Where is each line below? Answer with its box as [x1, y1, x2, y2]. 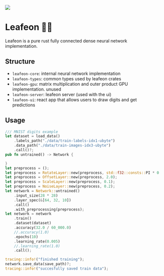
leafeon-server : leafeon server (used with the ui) [12, 91, 111, 97]
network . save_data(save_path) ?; [5, 262, 71, 267]
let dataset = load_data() [5, 134, 60, 139]
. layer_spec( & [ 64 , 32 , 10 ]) [14, 198, 71, 203]
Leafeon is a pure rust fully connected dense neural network [5, 37, 128, 44]
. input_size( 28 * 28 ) [14, 193, 58, 198]
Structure [5, 57, 35, 66]
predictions [12, 102, 35, 108]
